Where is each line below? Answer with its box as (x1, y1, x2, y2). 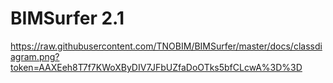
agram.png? (10, 50, 60, 62)
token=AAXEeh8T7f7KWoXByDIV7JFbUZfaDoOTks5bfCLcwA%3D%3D (10, 61, 303, 73)
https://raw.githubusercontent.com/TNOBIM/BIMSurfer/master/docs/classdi (10, 40, 323, 52)
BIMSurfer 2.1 (10, 7, 125, 30)
